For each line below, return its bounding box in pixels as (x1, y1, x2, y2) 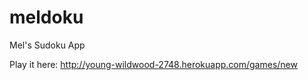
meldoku (9, 6, 84, 29)
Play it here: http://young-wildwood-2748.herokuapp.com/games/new (9, 58, 298, 70)
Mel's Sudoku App (9, 39, 86, 51)
